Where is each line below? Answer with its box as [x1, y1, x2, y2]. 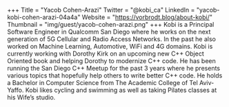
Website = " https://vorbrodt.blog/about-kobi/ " [81, 13, 212, 21]
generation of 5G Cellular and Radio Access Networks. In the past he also [7, 35, 216, 43]
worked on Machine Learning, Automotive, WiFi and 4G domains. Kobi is [7, 43, 213, 50]
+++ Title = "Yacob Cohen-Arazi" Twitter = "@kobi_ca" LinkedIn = [7, 6, 195, 14]
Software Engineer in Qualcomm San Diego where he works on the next [7, 27, 211, 36]
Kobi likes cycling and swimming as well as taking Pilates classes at [25, 86, 217, 94]
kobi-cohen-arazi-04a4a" [7, 13, 81, 21]
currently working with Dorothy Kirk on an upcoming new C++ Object [7, 49, 205, 58]
